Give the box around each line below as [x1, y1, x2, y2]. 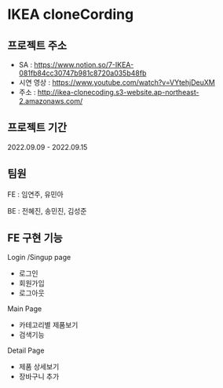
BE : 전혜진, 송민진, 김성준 [7, 206, 87, 215]
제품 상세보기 [18, 362, 60, 372]
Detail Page [7, 346, 45, 355]
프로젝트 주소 [7, 38, 68, 52]
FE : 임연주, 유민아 [7, 189, 64, 199]
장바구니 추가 [18, 372, 60, 382]
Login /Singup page [7, 253, 71, 262]
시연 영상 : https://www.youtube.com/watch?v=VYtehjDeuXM [18, 78, 215, 87]
